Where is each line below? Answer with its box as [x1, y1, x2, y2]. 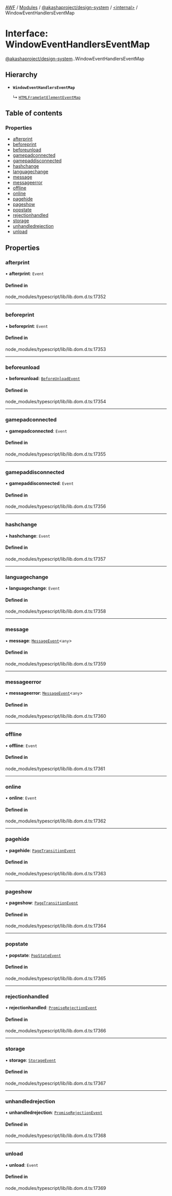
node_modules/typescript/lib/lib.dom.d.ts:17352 [5, 293, 106, 300]
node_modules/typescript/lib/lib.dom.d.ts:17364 [5, 923, 106, 929]
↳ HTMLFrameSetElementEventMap [12, 94, 81, 100]
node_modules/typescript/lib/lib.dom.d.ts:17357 [5, 556, 106, 562]
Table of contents [5, 109, 62, 117]
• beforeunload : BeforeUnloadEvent [5, 376, 80, 382]
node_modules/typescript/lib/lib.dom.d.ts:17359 [5, 660, 106, 666]
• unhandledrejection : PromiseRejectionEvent [5, 1109, 103, 1115]
